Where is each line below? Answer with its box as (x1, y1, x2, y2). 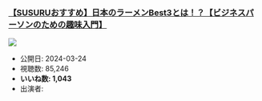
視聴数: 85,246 (19, 64, 70, 74)
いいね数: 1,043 (19, 74, 72, 83)
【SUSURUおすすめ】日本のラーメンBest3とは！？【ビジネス (8, 6, 246, 18)
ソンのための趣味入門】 (16, 18, 107, 30)
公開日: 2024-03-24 (19, 54, 87, 63)
